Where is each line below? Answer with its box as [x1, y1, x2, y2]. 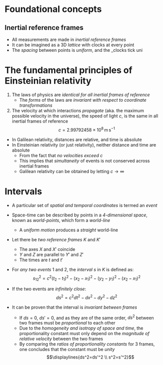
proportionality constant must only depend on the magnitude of [19, 331, 150, 337]
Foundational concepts [4, 3, 102, 15]
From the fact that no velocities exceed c [19, 152, 103, 158]
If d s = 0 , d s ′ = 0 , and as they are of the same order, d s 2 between [19, 314, 155, 321]
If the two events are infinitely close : [11, 286, 86, 292]
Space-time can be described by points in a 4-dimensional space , [11, 212, 148, 218]
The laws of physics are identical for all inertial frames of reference [11, 91, 150, 98]
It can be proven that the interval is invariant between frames [11, 304, 137, 310]
